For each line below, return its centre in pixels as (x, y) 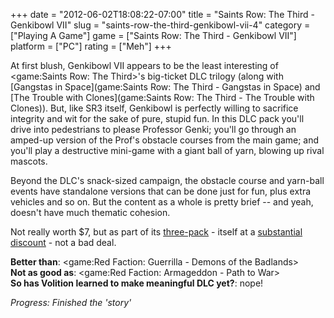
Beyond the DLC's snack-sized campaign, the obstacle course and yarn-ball (167, 180)
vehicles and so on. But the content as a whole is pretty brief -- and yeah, (162, 202)
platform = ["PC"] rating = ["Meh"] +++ (91, 46)
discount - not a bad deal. (63, 242)
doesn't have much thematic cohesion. (90, 212)
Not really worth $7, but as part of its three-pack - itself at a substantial (156, 232)
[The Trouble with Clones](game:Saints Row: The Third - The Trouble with (162, 97)
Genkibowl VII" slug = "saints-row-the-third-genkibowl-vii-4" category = (160, 25)
